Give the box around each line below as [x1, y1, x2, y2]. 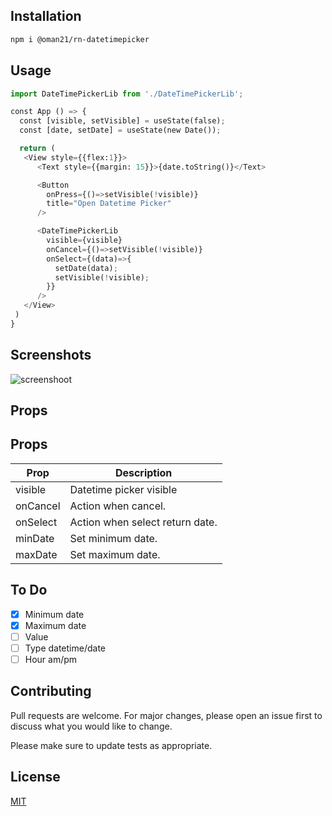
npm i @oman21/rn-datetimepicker [10, 34, 150, 44]
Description [114, 465, 173, 479]
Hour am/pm [24, 653, 78, 665]
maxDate [15, 547, 58, 561]
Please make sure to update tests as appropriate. [10, 739, 213, 751]
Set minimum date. [69, 531, 158, 545]
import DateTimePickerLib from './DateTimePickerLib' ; [10, 89, 244, 99]
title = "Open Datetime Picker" [46, 199, 172, 209]
